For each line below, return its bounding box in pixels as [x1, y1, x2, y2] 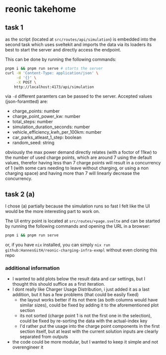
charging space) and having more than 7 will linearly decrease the [5, 170, 140, 176]
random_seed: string [12, 140, 55, 146]
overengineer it [12, 344, 44, 350]
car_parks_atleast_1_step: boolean [12, 135, 82, 141]
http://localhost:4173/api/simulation [14, 84, 94, 90]
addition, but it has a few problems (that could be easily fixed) [12, 292, 139, 298]
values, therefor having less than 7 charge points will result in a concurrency [5, 160, 161, 166]
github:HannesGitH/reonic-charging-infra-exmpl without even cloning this [5, 247, 158, 253]
